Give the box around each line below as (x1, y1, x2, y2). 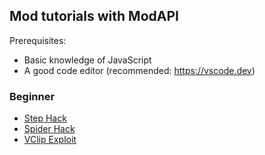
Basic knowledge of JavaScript (23, 54, 152, 66)
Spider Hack (23, 123, 76, 135)
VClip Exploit (23, 134, 77, 146)
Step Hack (23, 112, 67, 124)
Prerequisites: (9, 34, 67, 46)
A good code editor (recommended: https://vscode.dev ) (23, 64, 256, 76)
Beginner (9, 89, 56, 103)
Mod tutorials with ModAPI (9, 8, 179, 25)
